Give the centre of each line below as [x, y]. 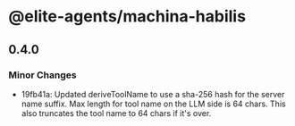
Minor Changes [42, 75]
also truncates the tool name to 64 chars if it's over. [116, 113]
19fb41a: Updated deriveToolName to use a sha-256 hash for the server [153, 94]
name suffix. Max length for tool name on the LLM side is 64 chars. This [154, 104]
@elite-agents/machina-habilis [127, 17]
